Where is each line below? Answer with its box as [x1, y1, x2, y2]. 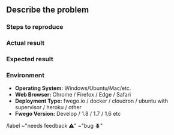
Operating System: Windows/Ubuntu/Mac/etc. [14, 85, 131, 92]
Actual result [6, 39, 45, 47]
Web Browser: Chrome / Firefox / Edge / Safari [14, 91, 131, 98]
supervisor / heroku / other [14, 104, 82, 111]
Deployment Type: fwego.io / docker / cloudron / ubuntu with [14, 97, 168, 104]
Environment [6, 71, 45, 80]
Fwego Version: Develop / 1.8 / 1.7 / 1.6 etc [14, 110, 121, 118]
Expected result [6, 55, 53, 64]
